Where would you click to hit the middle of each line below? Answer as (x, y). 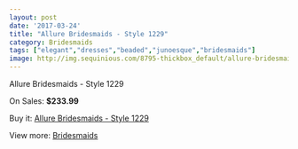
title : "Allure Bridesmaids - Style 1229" (89, 34)
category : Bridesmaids (51, 42)
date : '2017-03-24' (45, 26)
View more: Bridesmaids (54, 135)
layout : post (33, 17)
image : (21, 59)
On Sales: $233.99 (44, 101)
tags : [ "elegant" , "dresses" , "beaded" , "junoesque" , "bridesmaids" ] (132, 51)
